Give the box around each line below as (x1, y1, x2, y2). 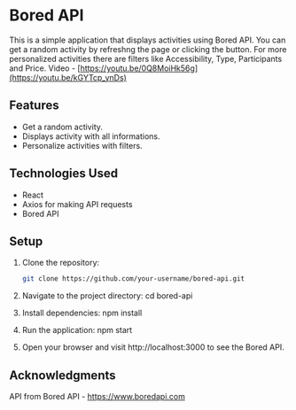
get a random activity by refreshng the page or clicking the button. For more (9, 43, 287, 54)
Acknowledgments (9, 367, 117, 383)
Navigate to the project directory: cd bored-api (21, 290, 193, 301)
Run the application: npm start (21, 325, 133, 336)
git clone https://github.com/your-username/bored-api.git (21, 275, 245, 283)
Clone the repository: (21, 258, 100, 268)
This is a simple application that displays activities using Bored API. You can (9, 35, 286, 45)
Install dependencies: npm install (21, 307, 143, 319)
